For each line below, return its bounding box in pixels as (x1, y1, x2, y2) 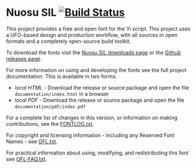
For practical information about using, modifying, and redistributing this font (6, 149, 189, 156)
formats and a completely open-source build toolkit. (6, 37, 132, 44)
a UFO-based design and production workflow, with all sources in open (6, 31, 178, 38)
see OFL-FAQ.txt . (6, 155, 47, 162)
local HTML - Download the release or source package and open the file (14, 84, 189, 91)
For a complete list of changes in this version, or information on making (6, 114, 178, 121)
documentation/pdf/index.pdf (14, 104, 86, 109)
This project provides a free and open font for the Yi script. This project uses (6, 25, 191, 32)
